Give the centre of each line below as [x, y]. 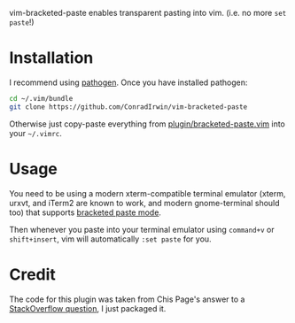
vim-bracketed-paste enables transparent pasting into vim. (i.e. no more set [148, 13]
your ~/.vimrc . [35, 133]
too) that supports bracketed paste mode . [85, 212]
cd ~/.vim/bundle [41, 98]
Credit [32, 274]
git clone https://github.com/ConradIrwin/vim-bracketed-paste [128, 107]
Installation [51, 58]
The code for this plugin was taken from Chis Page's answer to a [127, 299]
